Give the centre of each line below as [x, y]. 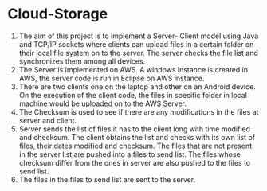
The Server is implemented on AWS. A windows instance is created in [133, 69]
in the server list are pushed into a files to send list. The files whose [130, 154]
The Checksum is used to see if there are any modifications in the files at [139, 111]
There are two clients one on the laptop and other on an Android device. [137, 86]
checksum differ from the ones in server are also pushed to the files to [135, 162]
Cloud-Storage [58, 14]
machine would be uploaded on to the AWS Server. [103, 103]
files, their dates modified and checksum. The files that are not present [135, 146]
